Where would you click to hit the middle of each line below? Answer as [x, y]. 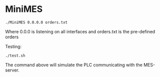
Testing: [13, 46]
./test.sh [15, 56]
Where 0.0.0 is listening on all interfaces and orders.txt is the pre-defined [80, 31]
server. [12, 70]
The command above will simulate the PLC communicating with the [74, 65]
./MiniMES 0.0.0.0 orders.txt [37, 22]
